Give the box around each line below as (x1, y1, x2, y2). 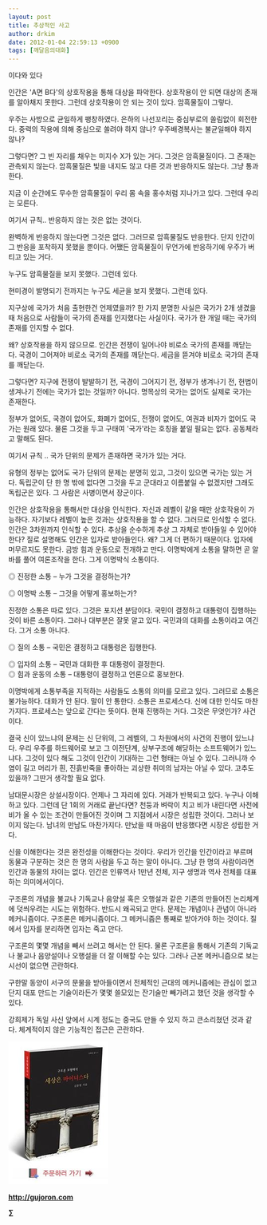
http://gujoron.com (8, 1192, 74, 1202)
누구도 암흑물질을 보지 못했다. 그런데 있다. (8, 269, 138, 279)
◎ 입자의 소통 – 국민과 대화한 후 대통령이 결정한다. (8, 660, 166, 669)
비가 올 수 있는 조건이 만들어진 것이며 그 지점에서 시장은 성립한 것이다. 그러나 (8, 811, 246, 820)
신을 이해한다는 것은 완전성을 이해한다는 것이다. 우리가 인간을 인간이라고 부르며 (8, 847, 253, 857)
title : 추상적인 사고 (8, 21, 70, 30)
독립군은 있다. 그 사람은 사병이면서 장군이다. (8, 488, 145, 498)
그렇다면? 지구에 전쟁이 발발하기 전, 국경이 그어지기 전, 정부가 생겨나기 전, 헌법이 (8, 377, 258, 387)
